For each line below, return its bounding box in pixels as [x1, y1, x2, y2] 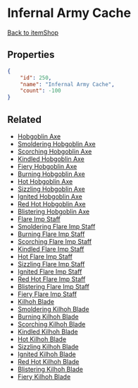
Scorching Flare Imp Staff [17, 237, 92, 245]
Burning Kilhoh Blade [17, 312, 79, 321]
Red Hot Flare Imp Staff [17, 274, 86, 283]
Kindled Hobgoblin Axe [17, 154, 84, 163]
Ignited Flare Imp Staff [17, 267, 82, 276]
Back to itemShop [7, 28, 58, 37]
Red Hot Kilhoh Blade [17, 357, 80, 365]
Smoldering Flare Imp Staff [17, 222, 96, 230]
